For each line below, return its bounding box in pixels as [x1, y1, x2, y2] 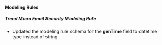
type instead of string [12, 33, 58, 40]
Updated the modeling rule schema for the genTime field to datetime [12, 28, 157, 34]
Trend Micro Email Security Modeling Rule [5, 16, 96, 22]
